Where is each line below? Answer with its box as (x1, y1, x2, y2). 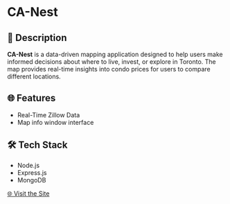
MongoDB (17, 176, 46, 184)
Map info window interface (17, 118, 94, 126)
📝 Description (7, 32, 67, 44)
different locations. (7, 72, 61, 80)
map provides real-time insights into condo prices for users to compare (7, 65, 211, 73)
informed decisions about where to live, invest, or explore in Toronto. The (7, 58, 216, 66)
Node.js (17, 161, 40, 169)
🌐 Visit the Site (7, 189, 50, 198)
